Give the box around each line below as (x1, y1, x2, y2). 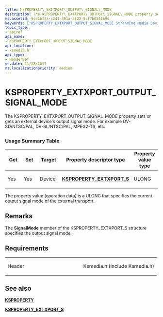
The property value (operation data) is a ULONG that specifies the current (5, 193, 153, 198)
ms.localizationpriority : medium (5, 66, 73, 71)
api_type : (5, 52, 25, 57)
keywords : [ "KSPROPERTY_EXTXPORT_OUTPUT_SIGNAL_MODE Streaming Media (5, 20, 149, 26)
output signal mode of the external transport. (5, 198, 95, 204)
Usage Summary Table (5, 138, 60, 144)
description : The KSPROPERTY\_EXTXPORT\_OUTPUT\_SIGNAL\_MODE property (5, 12, 153, 17)
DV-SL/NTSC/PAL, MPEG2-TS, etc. (35, 123, 106, 129)
